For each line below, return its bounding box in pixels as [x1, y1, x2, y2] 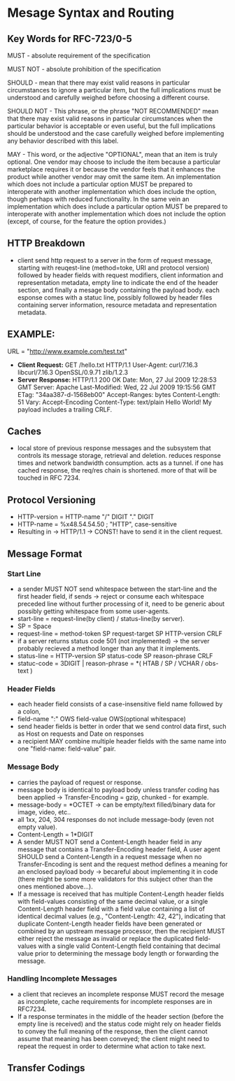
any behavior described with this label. [7, 137, 119, 145]
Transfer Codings [7, 1062, 85, 1074]
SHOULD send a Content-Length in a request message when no [17, 852, 202, 860]
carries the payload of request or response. [17, 778, 143, 786]
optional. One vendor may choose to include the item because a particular [7, 158, 221, 166]
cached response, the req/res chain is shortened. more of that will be [17, 466, 217, 475]
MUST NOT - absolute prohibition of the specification [7, 65, 161, 73]
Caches [7, 426, 42, 438]
